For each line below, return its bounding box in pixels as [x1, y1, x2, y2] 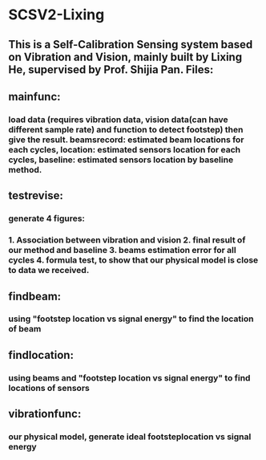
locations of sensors [8, 382, 90, 393]
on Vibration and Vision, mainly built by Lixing [8, 50, 243, 63]
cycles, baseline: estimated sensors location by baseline [8, 154, 234, 165]
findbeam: [8, 289, 62, 303]
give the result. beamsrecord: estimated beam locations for [8, 134, 244, 145]
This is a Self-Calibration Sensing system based [8, 38, 253, 51]
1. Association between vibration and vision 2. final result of [8, 234, 246, 246]
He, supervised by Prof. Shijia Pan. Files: [8, 63, 214, 76]
